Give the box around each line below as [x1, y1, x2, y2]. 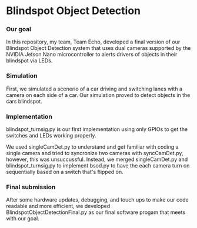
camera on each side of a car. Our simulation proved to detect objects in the [6, 91, 191, 98]
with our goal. [6, 215, 39, 222]
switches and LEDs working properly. [6, 132, 96, 139]
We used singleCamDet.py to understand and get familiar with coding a [6, 143, 179, 150]
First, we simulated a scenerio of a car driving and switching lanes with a [6, 85, 183, 92]
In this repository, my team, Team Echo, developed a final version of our [6, 38, 181, 45]
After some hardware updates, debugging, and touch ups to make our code [6, 196, 189, 203]
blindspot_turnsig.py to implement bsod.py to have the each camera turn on [6, 162, 190, 169]
